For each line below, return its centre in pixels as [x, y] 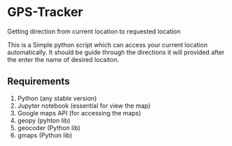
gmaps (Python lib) [45, 135]
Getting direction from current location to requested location [94, 31]
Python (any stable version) [57, 98]
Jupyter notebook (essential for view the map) [84, 106]
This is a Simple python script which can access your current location [108, 44]
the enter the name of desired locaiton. [63, 59]
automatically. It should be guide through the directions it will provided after [116, 52]
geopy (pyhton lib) [44, 120]
